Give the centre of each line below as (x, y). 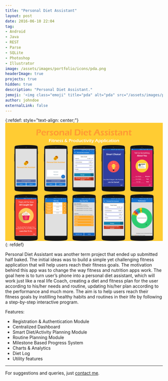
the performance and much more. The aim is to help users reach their (77, 291)
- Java (12, 37)
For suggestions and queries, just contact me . (52, 373)
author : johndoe (22, 100)
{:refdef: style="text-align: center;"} (42, 120)
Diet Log (21, 353)
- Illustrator (20, 63)
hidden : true (19, 84)
